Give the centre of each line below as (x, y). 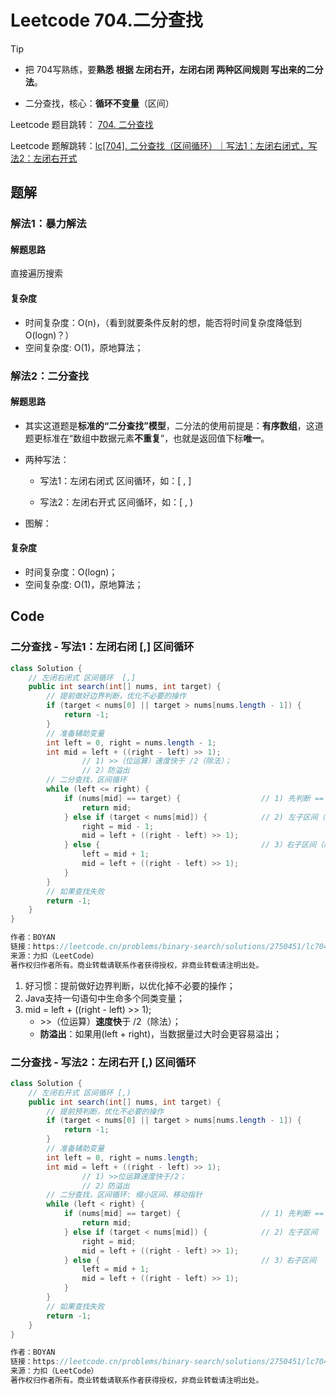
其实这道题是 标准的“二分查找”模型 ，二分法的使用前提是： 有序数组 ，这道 (174, 425)
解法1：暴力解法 (48, 224)
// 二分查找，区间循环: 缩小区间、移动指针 (124, 1195)
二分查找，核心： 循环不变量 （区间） (99, 103)
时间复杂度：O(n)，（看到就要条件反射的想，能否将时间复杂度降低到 (163, 322)
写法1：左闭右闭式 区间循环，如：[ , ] (115, 480)
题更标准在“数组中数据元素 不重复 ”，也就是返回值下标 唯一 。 (147, 438)
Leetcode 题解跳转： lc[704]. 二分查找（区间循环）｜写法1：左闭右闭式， (159, 145)
